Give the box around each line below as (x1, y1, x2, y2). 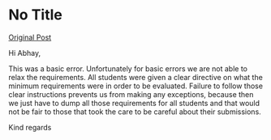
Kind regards (8, 122, 52, 132)
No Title (8, 6, 63, 24)
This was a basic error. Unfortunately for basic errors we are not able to (8, 63, 248, 74)
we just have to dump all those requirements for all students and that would (8, 98, 260, 108)
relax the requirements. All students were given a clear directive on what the (8, 72, 264, 82)
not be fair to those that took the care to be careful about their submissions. (8, 107, 261, 117)
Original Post (8, 32, 52, 42)
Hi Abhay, (8, 48, 41, 57)
